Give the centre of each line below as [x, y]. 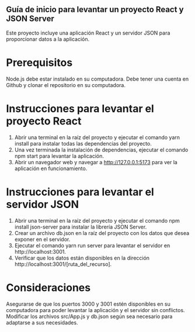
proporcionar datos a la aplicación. [48, 39]
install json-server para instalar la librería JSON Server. [81, 227]
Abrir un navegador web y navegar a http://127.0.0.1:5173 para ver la [96, 162]
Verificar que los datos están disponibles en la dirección [82, 258]
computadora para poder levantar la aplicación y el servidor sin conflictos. [95, 310]
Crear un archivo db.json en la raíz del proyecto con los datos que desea [102, 233]
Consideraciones [48, 287]
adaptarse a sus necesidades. [42, 322]
